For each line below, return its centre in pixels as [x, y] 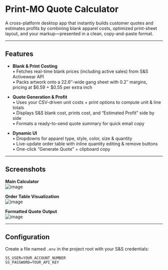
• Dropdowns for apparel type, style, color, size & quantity [72, 138]
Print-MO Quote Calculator [62, 9]
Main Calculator [22, 181]
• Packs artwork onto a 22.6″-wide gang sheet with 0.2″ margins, [80, 82]
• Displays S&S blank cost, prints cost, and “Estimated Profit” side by [83, 113]
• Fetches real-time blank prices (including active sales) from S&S [80, 71]
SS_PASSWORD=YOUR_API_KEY [32, 263]
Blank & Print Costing [35, 66]
